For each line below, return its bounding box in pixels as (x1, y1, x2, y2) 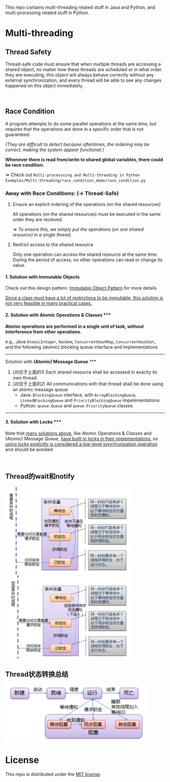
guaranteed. (5, 131, 31, 138)
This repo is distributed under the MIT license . (5, 771, 102, 777)
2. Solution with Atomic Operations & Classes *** (5, 312, 111, 318)
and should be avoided (5, 446, 53, 452)
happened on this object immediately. (5, 83, 83, 88)
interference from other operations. (5, 328, 82, 334)
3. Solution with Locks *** (5, 419, 62, 425)
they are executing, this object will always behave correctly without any (5, 72, 154, 78)
